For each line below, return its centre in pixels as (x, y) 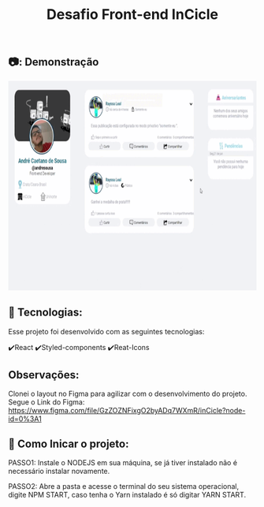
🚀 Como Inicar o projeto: (69, 444)
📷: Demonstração (54, 62)
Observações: (44, 375)
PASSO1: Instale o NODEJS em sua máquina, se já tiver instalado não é (123, 463)
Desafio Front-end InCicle (132, 15)
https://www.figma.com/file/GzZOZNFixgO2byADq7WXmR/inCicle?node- (127, 411)
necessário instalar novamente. (59, 472)
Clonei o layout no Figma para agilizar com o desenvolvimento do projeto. (128, 394)
